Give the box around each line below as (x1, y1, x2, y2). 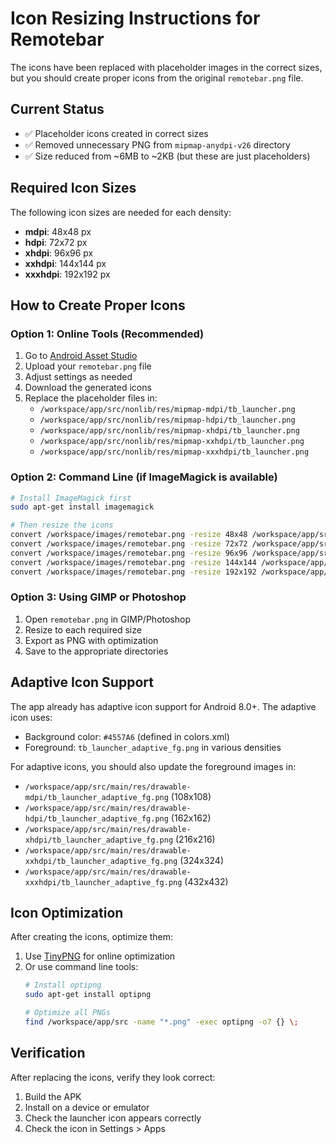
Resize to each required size (24, 623, 142, 636)
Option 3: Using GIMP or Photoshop (10, 590, 187, 604)
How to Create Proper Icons (10, 297, 186, 314)
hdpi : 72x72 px (24, 236, 88, 248)
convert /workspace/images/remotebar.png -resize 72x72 (10, 539, 248, 549)
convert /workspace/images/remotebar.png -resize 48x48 (10, 530, 248, 540)
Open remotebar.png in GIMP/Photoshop (24, 613, 191, 625)
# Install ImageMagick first (10, 493, 132, 503)
